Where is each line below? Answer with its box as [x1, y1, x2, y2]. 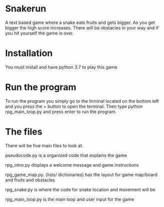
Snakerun [5, 3, 46, 14]
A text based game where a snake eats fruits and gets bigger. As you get [5, 19, 155, 25]
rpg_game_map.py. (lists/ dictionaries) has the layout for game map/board [5, 172, 157, 178]
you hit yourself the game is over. [5, 30, 74, 36]
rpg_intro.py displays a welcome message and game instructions [5, 162, 139, 168]
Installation [5, 48, 53, 59]
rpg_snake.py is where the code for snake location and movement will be [5, 187, 156, 193]
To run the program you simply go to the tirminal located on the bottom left [5, 98, 159, 104]
